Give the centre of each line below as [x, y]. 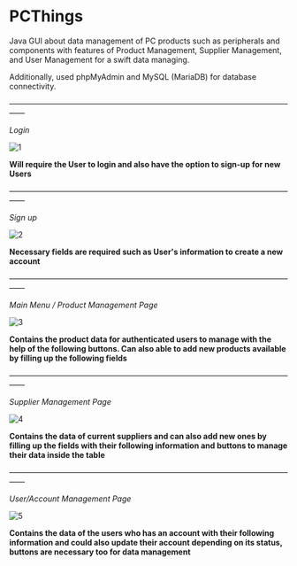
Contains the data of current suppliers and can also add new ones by [138, 436]
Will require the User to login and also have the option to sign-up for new [145, 164]
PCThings [46, 16]
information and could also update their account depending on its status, [146, 542]
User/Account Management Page [70, 499]
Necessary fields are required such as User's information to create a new [146, 252]
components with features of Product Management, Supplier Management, [146, 50]
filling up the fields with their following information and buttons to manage [148, 446]
